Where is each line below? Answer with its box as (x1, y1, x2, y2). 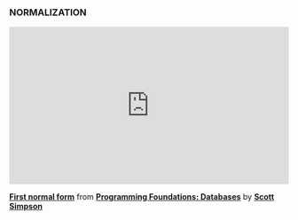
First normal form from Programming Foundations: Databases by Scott (9, 191, 275, 201)
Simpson (9, 200, 43, 211)
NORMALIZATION (9, 6, 87, 19)
